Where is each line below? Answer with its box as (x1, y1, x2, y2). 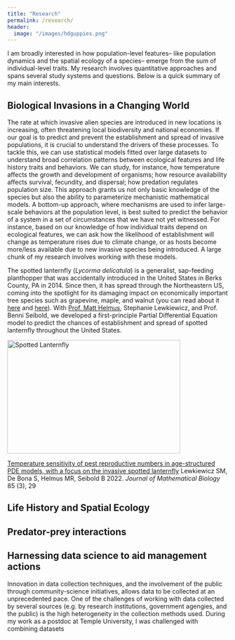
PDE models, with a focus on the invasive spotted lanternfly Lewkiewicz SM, (7, 467, 228, 475)
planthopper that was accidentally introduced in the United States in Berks (7, 274, 222, 282)
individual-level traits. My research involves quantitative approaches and (7, 64, 217, 72)
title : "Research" (7, 10, 61, 18)
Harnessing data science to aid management (7, 550, 207, 562)
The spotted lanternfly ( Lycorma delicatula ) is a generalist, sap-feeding (7, 267, 214, 275)
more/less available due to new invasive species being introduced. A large (7, 245, 222, 254)
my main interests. (7, 79, 61, 88)
